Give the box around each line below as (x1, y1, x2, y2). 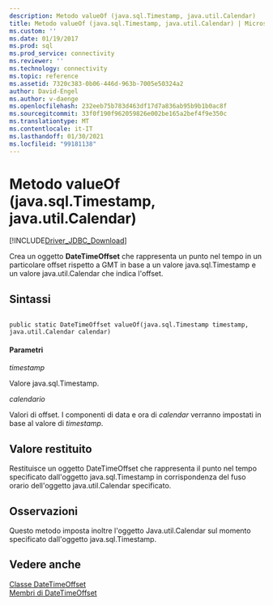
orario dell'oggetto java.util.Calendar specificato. (9, 481, 172, 491)
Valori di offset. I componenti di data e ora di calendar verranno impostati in (9, 410, 262, 420)
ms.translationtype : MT (9, 117, 90, 126)
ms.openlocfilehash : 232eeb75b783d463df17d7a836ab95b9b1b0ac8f (9, 102, 228, 110)
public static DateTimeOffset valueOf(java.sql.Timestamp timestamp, (9, 321, 250, 329)
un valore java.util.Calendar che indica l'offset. (9, 269, 164, 279)
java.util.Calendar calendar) (9, 328, 112, 336)
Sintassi (9, 292, 51, 306)
